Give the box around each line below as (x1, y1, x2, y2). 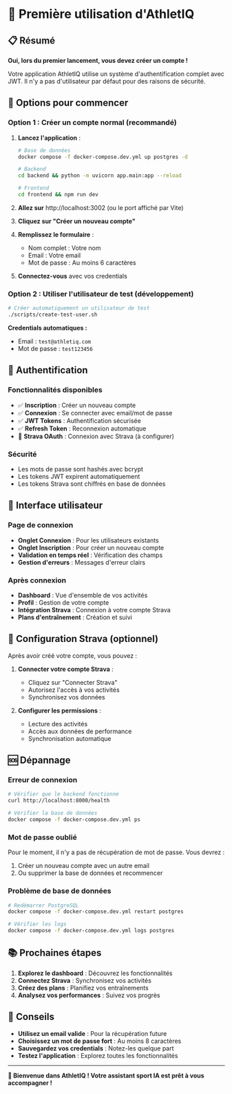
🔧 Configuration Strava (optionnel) (8, 633, 159, 645)
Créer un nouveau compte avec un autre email (17, 862, 150, 870)
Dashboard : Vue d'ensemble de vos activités (17, 591, 148, 599)
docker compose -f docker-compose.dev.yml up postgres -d (17, 153, 188, 160)
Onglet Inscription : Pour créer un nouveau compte (17, 543, 165, 551)
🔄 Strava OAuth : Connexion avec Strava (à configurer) (17, 432, 175, 440)
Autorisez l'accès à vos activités (28, 686, 120, 694)
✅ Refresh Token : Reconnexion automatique (17, 424, 147, 433)
